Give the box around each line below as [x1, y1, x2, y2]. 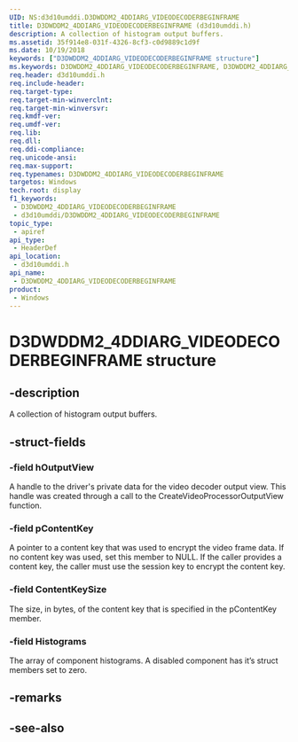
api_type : [9, 236, 46, 245]
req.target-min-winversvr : [9, 104, 109, 113]
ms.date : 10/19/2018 [9, 46, 86, 55]
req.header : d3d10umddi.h [9, 71, 105, 80]
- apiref [12, 227, 46, 236]
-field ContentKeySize [9, 583, 107, 596]
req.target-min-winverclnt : [9, 95, 114, 105]
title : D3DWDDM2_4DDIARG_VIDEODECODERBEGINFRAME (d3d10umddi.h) [9, 21, 252, 30]
